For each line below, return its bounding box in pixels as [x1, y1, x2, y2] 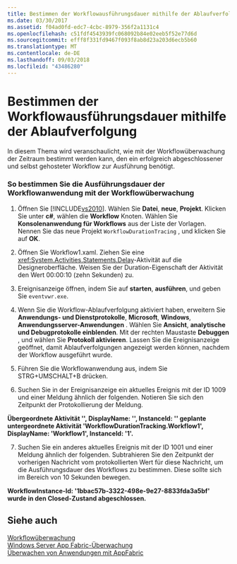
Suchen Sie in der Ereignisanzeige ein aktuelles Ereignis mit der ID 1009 [17, 385, 226, 394]
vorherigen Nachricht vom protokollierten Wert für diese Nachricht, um [17, 457, 224, 466]
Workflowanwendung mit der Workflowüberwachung [7, 188, 195, 198]
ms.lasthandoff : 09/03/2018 [7, 57, 90, 64]
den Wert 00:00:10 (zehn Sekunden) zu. [17, 270, 134, 279]
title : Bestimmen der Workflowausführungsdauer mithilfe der [7, 10, 191, 18]
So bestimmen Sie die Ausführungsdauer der [7, 180, 166, 189]
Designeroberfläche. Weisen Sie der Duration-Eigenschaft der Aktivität [17, 263, 224, 271]
